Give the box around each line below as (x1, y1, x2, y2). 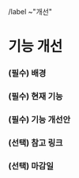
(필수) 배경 (8, 68, 47, 79)
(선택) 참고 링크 (8, 137, 63, 148)
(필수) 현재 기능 (8, 91, 63, 102)
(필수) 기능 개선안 (8, 114, 71, 125)
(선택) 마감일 (8, 161, 54, 172)
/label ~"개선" (8, 7, 53, 16)
